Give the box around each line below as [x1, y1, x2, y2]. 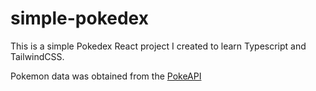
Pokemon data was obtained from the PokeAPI [10, 70, 202, 82]
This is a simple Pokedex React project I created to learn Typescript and [10, 40, 307, 52]
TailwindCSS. [10, 50, 65, 62]
